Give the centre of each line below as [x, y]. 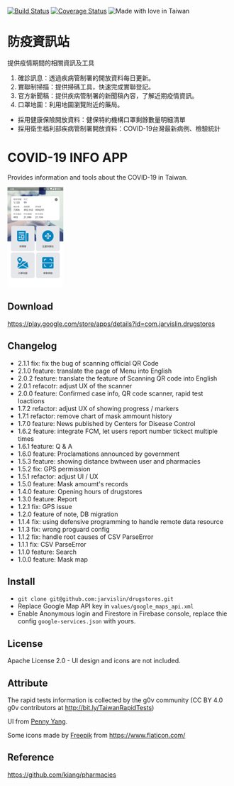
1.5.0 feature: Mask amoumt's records [73, 484]
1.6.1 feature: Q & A [45, 446]
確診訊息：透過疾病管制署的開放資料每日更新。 [86, 77]
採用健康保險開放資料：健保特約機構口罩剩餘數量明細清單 [101, 119]
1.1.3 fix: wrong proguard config [63, 529]
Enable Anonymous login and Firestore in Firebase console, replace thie [122, 613]
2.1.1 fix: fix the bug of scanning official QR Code [88, 363]
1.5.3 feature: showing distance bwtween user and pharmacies [109, 461]
